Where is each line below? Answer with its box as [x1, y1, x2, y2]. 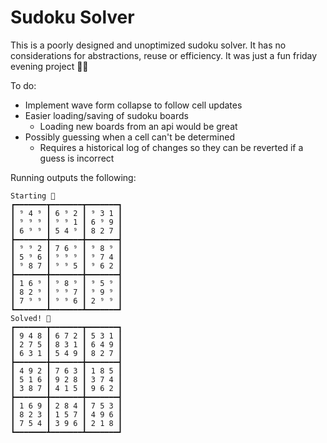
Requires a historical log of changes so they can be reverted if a [39, 141, 304, 153]
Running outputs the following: [10, 171, 137, 183]
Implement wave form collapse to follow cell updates [24, 99, 243, 111]
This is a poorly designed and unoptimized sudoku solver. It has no [10, 39, 287, 51]
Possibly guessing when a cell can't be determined [24, 131, 235, 143]
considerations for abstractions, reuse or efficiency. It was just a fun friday [10, 49, 318, 61]
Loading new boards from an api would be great [39, 120, 238, 132]
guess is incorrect [39, 152, 115, 164]
